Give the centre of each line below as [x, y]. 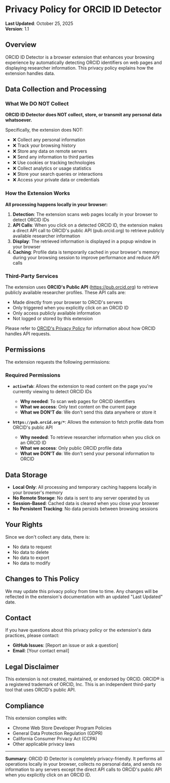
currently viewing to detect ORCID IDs [52, 392]
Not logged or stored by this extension [53, 319]
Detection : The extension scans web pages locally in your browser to [85, 214]
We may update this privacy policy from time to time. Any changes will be [82, 591]
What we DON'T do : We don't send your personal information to [87, 454]
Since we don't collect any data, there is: [48, 537]
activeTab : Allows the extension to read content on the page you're [82, 386]
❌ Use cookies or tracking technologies [54, 163]
